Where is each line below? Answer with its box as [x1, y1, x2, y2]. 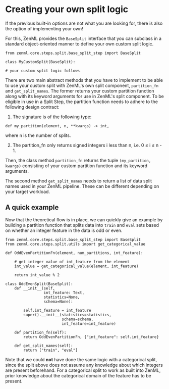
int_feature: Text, [43, 290, 85, 295]
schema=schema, [61, 317, 94, 322]
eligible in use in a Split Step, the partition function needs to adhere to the [5, 99, 158, 105]
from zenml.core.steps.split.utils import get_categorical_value [5, 241, 145, 247]
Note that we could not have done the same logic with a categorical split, [5, 356, 157, 362]
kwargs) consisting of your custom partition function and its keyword [5, 163, 148, 169]
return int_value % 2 [14, 272, 60, 277]
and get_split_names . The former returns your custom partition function [5, 87, 155, 94]
